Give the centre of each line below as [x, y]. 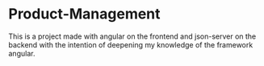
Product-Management [84, 14]
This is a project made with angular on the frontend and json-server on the [132, 36]
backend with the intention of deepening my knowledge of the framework [131, 44]
